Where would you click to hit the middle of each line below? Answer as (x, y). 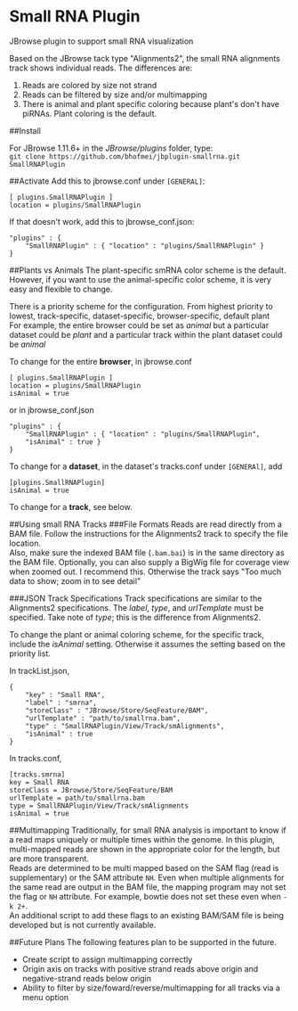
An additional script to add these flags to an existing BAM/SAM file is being (147, 915)
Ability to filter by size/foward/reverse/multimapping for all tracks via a (151, 988)
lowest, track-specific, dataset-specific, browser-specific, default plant (139, 316)
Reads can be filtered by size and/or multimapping (114, 95)
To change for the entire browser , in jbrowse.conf (101, 361)
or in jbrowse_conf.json (52, 410)
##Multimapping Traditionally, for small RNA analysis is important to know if (148, 830)
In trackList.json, (40, 670)
